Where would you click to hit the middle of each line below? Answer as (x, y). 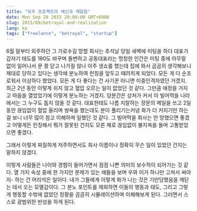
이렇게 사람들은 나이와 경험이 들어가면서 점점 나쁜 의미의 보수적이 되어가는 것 (94, 165)
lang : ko (17, 28)
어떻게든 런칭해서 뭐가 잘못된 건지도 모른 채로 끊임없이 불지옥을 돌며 (90, 125)
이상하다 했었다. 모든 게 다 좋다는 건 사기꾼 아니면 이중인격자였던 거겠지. (104, 81)
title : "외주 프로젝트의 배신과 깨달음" (48, 12)
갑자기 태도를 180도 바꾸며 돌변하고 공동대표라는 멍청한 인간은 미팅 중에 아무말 (96, 59)
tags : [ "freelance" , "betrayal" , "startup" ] (62, 34)
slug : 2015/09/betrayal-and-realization (57, 22)
